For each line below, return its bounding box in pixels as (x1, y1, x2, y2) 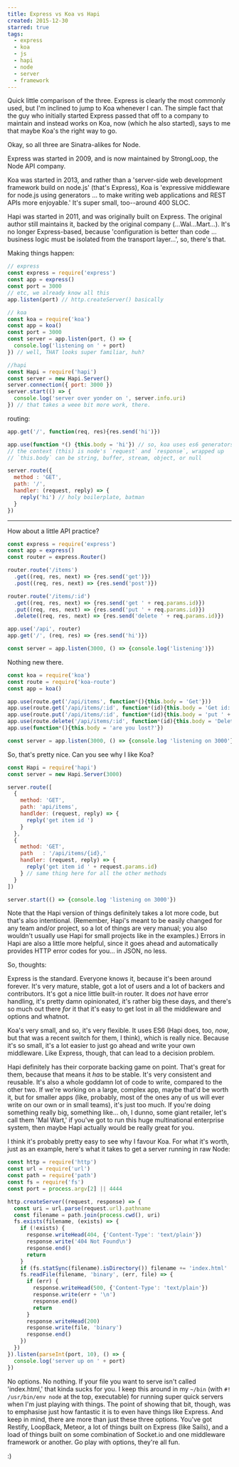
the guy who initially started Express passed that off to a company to (7, 111, 209, 120)
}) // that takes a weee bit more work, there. (7, 401, 152, 408)
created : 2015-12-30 (7, 17, 69, 24)
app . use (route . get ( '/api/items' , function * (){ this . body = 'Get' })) (7, 697, 212, 705)
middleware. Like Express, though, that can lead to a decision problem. (7, 1049, 216, 1057)
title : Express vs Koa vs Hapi (7, 10, 100, 18)
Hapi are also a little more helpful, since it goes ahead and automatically (7, 939, 218, 948)
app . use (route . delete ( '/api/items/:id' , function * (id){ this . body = (7, 718, 212, 725)
